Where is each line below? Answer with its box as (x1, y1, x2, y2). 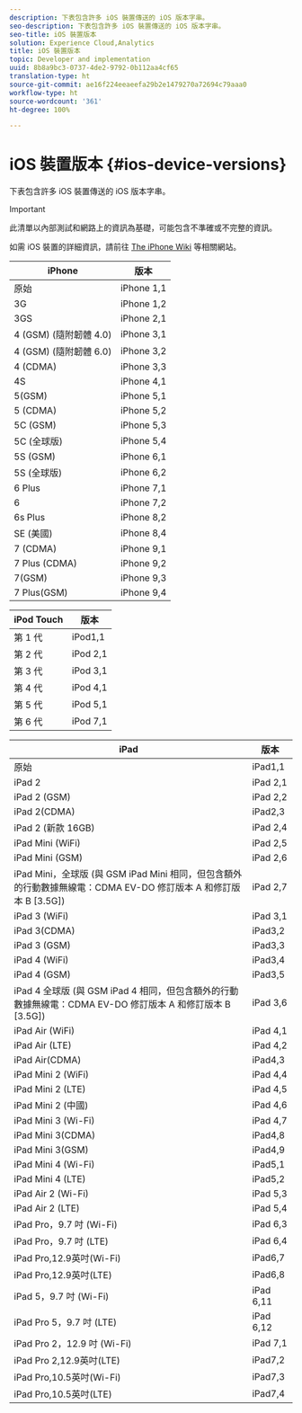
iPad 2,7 (252, 881, 288, 893)
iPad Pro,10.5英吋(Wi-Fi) (13, 1372, 121, 1384)
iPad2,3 (252, 805, 286, 818)
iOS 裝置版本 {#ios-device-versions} (9, 155, 288, 175)
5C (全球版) (13, 435, 63, 448)
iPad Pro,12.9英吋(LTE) (13, 1269, 112, 1282)
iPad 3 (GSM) (13, 939, 71, 952)
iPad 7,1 (252, 1337, 288, 1349)
